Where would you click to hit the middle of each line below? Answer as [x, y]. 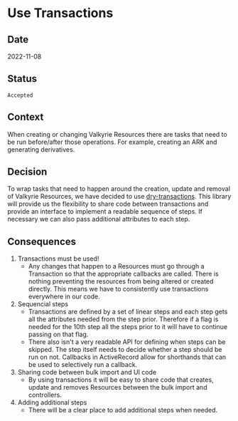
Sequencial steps [43, 304]
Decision [27, 172]
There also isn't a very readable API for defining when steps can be [127, 342]
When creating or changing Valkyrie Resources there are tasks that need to [117, 134]
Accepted [20, 95]
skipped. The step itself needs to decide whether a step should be [125, 350]
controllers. [45, 395]
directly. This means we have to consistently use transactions [118, 289]
